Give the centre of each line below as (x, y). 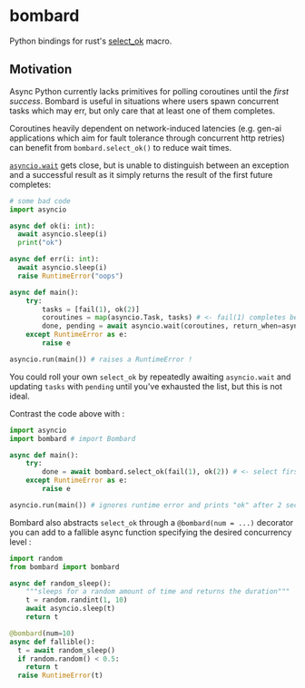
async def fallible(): (52, 642)
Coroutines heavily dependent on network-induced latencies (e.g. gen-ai (146, 128)
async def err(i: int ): (54, 260)
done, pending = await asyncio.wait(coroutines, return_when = (162, 326)
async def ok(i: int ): (52, 226)
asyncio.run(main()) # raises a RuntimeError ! (101, 359)
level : (20, 542)
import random (36, 558)
